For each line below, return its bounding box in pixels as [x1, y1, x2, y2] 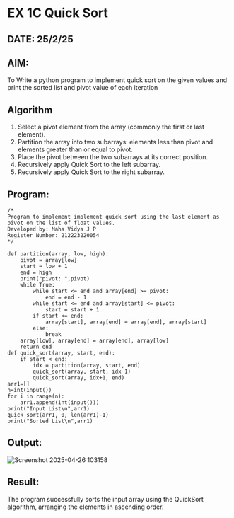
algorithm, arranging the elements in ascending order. [7, 502, 164, 511]
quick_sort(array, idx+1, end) [33, 374, 125, 381]
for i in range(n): [7, 393, 65, 401]
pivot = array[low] [20, 257, 78, 264]
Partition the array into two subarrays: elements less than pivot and [17, 138, 213, 146]
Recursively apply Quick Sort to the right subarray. [17, 168, 165, 176]
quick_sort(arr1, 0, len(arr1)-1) [7, 412, 110, 419]
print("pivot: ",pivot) [20, 275, 90, 282]
